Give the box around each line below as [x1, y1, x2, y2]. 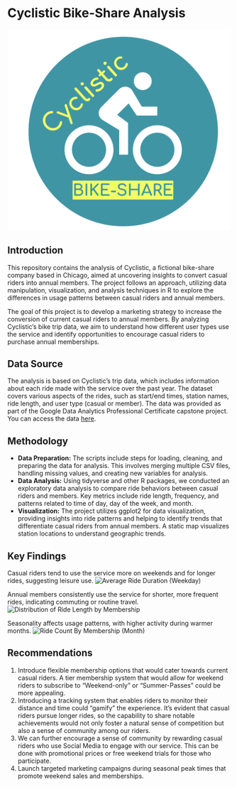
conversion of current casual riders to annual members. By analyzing [7, 315, 209, 323]
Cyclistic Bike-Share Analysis [7, 5, 186, 21]
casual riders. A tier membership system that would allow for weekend [17, 673, 224, 682]
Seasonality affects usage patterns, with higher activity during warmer [7, 619, 214, 627]
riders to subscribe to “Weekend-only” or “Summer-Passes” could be [17, 680, 221, 690]
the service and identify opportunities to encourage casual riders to [7, 330, 205, 338]
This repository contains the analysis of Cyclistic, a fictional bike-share [7, 263, 214, 271]
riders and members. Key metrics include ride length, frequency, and [17, 492, 219, 500]
